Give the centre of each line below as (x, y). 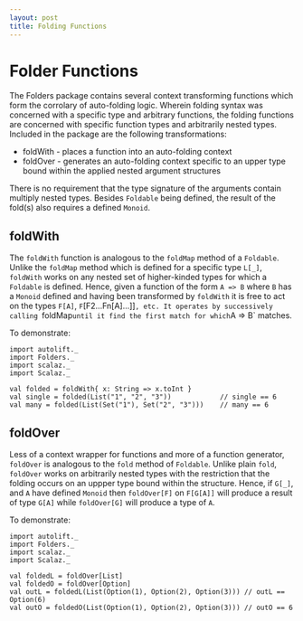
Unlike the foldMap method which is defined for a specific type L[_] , (136, 268)
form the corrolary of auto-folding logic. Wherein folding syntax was (137, 106)
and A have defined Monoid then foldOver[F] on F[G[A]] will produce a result (151, 493)
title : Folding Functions (58, 26)
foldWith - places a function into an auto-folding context (127, 152)
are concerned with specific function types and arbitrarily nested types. (143, 125)
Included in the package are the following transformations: (118, 134)
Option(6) (28, 600)
